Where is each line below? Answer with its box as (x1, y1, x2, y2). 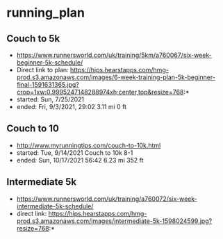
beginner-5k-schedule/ (16, 58, 83, 67)
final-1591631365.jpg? (16, 81, 79, 88)
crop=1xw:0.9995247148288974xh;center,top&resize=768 (16, 88, 184, 96)
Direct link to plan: (16, 66, 69, 74)
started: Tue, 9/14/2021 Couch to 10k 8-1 (16, 148, 133, 157)
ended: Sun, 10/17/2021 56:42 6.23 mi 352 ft (16, 156, 144, 164)
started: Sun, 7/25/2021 (16, 95, 85, 104)
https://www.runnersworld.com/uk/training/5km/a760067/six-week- (16, 51, 213, 59)
